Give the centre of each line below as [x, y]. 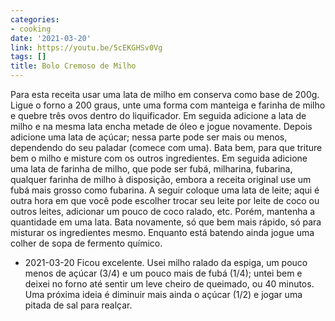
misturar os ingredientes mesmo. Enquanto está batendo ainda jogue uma [162, 232]
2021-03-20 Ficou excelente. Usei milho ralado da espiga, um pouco [166, 262]
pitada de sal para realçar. [78, 305]
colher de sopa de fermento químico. [86, 243]
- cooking [31, 29]
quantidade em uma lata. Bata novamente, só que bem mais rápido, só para [166, 222]
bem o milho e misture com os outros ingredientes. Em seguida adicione [159, 158]
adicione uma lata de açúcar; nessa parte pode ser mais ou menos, [149, 137]
